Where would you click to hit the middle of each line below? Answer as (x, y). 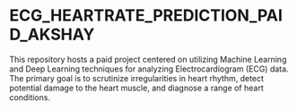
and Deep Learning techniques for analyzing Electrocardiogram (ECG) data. (149, 69)
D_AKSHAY (52, 34)
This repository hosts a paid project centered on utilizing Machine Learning (148, 59)
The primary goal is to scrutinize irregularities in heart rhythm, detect (137, 78)
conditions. (30, 97)
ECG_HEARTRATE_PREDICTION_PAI (146, 16)
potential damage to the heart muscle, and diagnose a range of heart (136, 88)
